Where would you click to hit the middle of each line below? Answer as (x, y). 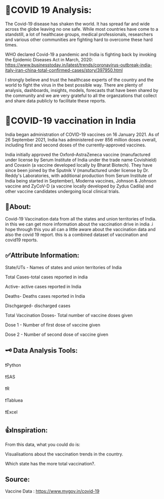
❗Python (13, 365)
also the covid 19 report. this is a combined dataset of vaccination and (76, 234)
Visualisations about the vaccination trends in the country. (64, 454)
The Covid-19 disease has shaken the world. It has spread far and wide (77, 24)
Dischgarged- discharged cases (38, 306)
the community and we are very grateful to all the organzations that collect (81, 95)
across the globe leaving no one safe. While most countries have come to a (82, 29)
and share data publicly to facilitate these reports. (56, 100)
